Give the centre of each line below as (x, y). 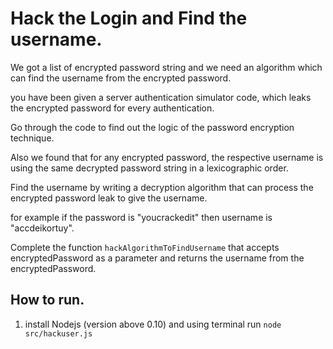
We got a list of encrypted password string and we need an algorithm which (166, 67)
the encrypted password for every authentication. (112, 108)
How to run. (47, 300)
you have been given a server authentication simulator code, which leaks (161, 97)
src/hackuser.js (58, 333)
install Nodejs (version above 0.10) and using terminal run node (153, 324)
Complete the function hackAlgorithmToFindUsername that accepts (145, 247)
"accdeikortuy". (42, 228)
